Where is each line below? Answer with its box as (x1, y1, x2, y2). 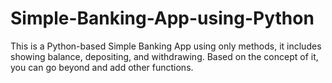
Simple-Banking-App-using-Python (10, 7, 315, 30)
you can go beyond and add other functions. (10, 61, 194, 73)
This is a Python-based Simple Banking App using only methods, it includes (10, 40, 322, 52)
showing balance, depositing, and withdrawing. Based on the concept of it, (10, 50, 319, 62)
